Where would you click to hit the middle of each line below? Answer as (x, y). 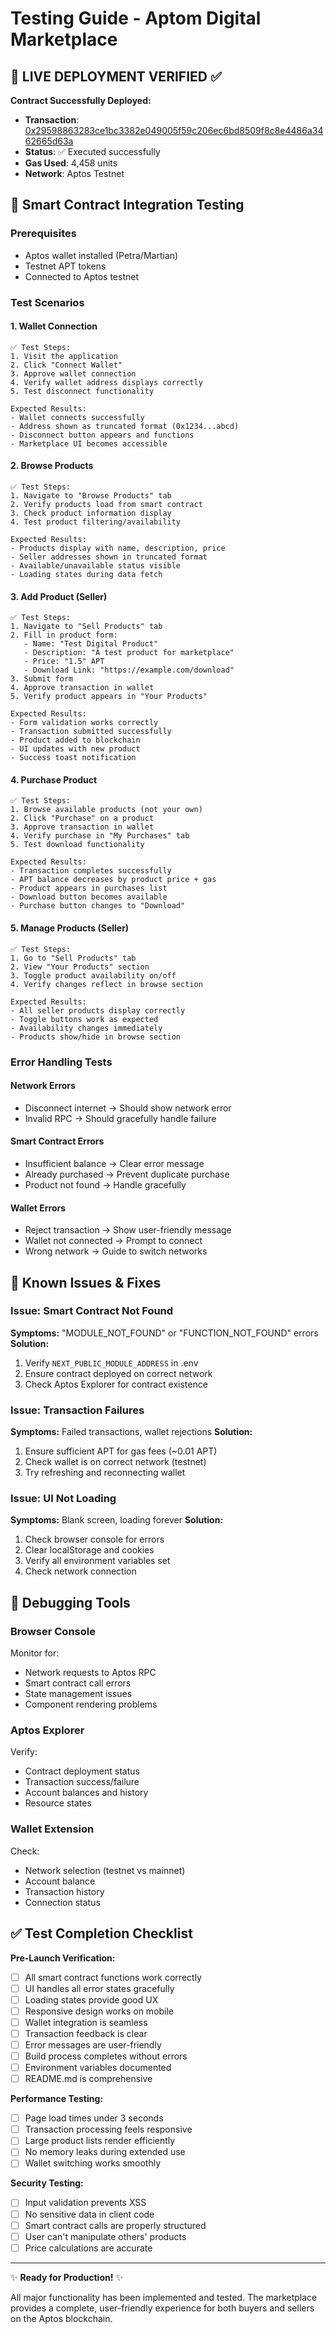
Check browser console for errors (94, 1539)
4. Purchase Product (54, 779)
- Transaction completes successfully (91, 871)
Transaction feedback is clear (86, 2033)
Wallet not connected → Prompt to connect (113, 1241)
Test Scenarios (47, 302)
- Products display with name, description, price (118, 548)
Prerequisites (43, 234)
